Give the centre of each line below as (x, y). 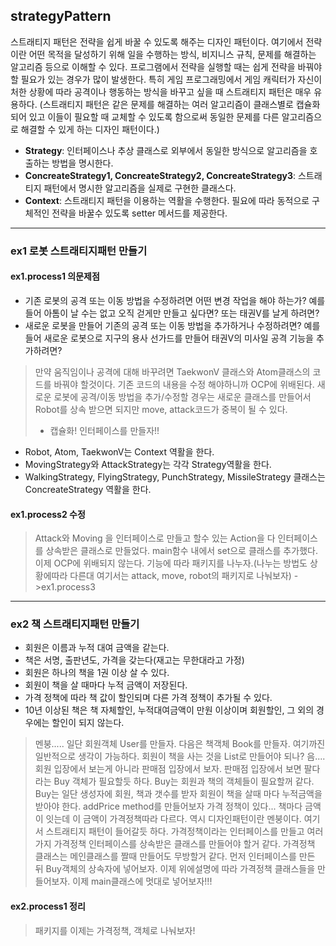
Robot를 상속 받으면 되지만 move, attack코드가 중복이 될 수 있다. (161, 409)
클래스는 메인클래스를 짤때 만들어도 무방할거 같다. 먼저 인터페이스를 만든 (175, 856)
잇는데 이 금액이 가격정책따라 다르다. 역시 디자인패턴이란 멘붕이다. (173, 819)
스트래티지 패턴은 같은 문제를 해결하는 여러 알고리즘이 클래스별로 (168, 104)
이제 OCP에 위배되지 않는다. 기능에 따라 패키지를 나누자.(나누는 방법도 (171, 563)
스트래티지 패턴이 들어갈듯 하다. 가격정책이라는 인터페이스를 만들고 (175, 831)
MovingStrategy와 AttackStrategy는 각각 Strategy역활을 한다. (148, 464)
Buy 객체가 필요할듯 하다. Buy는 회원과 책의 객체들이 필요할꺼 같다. (184, 781)
